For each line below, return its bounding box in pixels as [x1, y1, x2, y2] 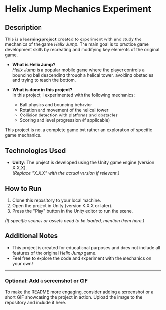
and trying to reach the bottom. [12, 77, 76, 83]
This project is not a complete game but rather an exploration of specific [5, 127, 152, 133]
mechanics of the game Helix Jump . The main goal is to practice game [5, 41, 149, 47]
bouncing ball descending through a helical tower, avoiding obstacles [12, 72, 154, 77]
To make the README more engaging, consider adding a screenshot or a [5, 289, 154, 295]
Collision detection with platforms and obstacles [19, 112, 118, 118]
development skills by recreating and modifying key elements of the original [5, 47, 160, 52]
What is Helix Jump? [12, 62, 56, 67]
